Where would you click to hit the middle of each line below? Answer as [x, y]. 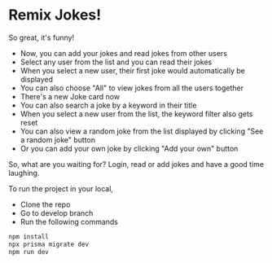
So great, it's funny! [42, 37]
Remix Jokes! [55, 15]
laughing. [24, 173]
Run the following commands [69, 221]
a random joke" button [58, 139]
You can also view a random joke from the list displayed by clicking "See [142, 131]
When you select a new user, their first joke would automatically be [133, 70]
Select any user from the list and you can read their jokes [116, 62]
